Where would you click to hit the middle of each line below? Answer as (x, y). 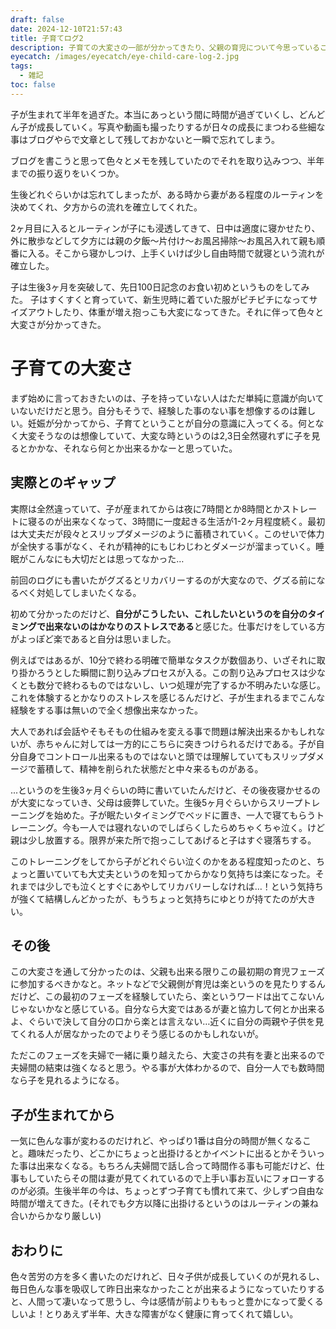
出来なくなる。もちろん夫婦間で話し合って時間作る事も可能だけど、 (176, 1166)
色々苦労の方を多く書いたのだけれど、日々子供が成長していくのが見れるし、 (167, 1276)
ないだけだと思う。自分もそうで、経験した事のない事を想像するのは (158, 410)
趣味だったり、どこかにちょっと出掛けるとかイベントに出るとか (159, 1153)
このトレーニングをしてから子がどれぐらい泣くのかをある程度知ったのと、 (163, 861)
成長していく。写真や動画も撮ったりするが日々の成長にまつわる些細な (181, 127)
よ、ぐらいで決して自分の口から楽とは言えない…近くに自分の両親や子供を (163, 1022)
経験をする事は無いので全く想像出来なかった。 (106, 710)
